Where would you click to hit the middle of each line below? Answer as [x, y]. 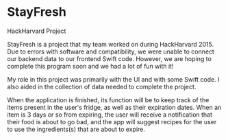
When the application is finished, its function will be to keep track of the [108, 100]
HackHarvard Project [37, 31]
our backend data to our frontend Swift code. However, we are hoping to [110, 58]
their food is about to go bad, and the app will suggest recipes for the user [112, 121]
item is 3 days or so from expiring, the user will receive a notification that [110, 115]
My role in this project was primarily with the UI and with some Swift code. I [113, 79]
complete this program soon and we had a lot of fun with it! [90, 66]
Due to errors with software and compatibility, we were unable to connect [111, 51]
